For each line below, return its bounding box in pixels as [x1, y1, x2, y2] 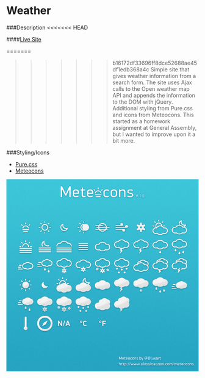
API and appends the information [112, 91, 195, 99]
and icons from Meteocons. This [112, 111, 194, 118]
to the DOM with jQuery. [112, 98, 173, 105]
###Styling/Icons [6, 149, 50, 156]
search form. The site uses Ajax [112, 79, 192, 86]
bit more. [112, 137, 135, 144]
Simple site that [150, 65, 190, 73]
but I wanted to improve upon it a [112, 130, 196, 138]
